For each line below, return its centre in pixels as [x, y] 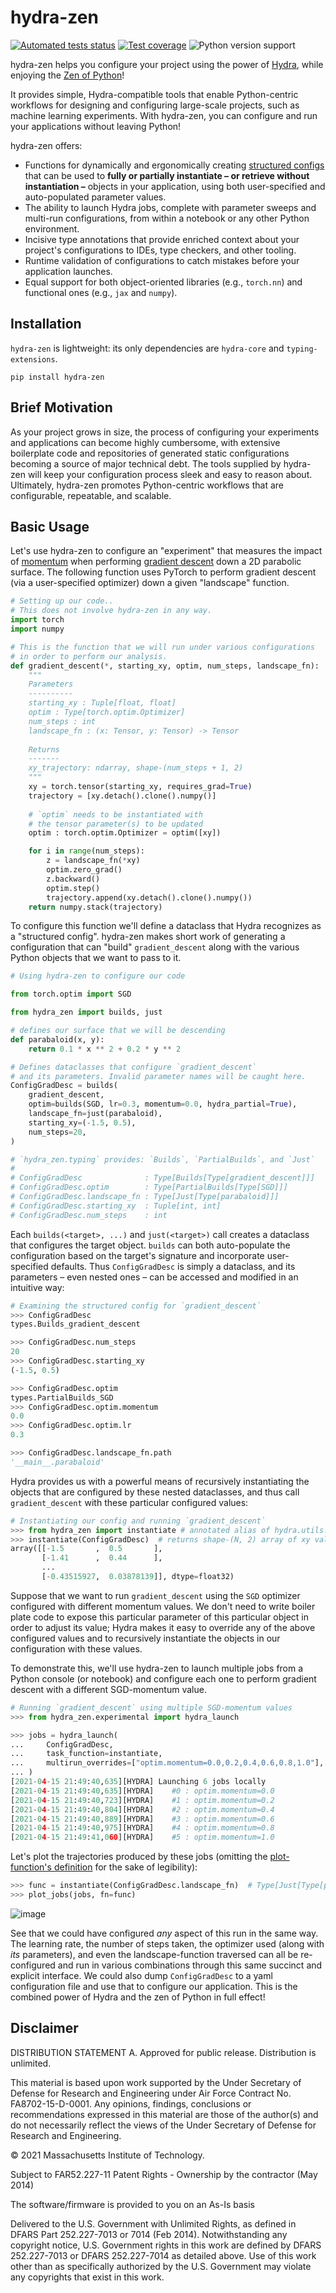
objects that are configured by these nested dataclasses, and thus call [155, 1492]
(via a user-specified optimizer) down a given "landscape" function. [150, 583]
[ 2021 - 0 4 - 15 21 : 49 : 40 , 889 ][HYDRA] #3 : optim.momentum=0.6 [142, 1819]
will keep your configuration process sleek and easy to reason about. [170, 474]
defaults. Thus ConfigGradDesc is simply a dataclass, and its [173, 1266]
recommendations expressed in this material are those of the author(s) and [164, 2114]
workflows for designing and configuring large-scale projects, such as [155, 105]
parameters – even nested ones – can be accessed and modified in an [154, 1277]
